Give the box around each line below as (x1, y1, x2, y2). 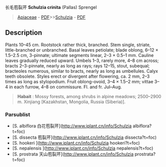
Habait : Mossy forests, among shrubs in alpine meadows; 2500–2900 (17, 93, 162, 99)
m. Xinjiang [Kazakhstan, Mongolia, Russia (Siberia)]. (17, 99, 126, 105)
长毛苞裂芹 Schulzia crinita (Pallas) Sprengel (5, 4, 97, 10)
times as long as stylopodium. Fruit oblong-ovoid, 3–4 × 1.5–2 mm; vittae (5, 78, 154, 84)
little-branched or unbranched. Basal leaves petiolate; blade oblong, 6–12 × (5, 47, 159, 53)
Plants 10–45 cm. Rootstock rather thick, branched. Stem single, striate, (5, 42, 151, 48)
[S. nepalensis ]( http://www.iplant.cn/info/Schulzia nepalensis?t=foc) (12, 145, 154, 151)
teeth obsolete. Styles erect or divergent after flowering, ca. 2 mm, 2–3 (5, 73, 150, 79)
